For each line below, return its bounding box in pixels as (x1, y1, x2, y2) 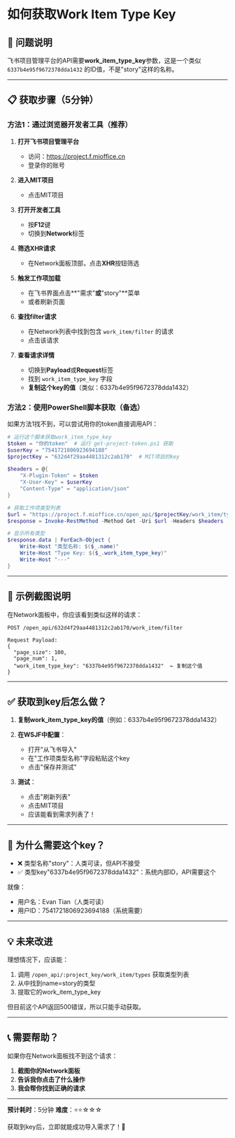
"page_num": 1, (13, 655, 58, 662)
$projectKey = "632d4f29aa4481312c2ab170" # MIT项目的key (7, 453, 180, 460)
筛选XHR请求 (17, 244, 56, 252)
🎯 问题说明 (7, 36, 52, 48)
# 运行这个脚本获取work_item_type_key (7, 433, 112, 440)
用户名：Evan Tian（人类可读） (17, 898, 108, 906)
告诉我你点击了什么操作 (17, 1075, 85, 1083)
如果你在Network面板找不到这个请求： (7, 1051, 118, 1060)
